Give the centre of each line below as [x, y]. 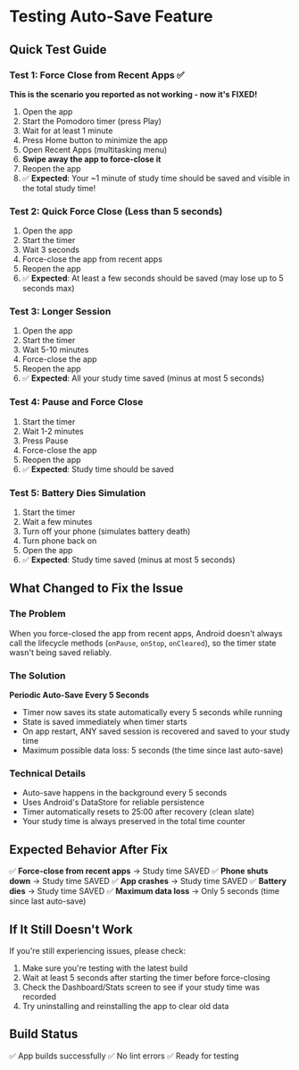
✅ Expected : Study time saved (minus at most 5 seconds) [129, 560]
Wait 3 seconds [51, 250]
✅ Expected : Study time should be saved [98, 469]
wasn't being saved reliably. [61, 652]
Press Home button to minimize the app [95, 139]
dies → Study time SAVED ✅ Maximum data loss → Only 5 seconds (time [144, 891]
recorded [39, 996]
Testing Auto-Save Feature [111, 17]
